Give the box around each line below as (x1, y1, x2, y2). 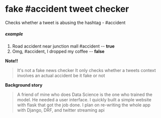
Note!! (5, 58, 19, 64)
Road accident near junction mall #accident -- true (12, 43, 115, 49)
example (5, 31, 23, 37)
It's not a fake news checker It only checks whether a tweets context (17, 67, 156, 73)
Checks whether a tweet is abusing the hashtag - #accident (5, 20, 126, 25)
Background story (5, 82, 43, 88)
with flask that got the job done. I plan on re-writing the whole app (17, 102, 151, 108)
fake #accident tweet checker (5, 3, 129, 15)
